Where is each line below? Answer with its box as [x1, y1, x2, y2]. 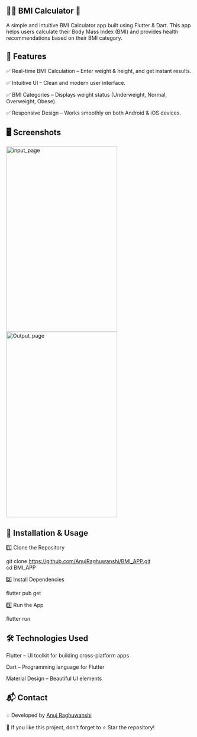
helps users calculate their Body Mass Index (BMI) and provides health [6, 28, 179, 35]
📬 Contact [6, 692, 48, 703]
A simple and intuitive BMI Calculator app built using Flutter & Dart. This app [6, 21, 191, 28]
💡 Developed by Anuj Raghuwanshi [6, 711, 92, 719]
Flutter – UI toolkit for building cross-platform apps [6, 652, 130, 659]
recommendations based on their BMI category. [6, 34, 122, 42]
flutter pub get [6, 590, 41, 597]
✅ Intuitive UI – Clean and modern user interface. [6, 79, 126, 86]
